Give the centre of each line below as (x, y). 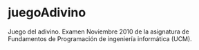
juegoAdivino (47, 13)
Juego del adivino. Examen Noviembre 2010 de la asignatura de (98, 32)
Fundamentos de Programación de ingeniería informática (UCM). (100, 38)
